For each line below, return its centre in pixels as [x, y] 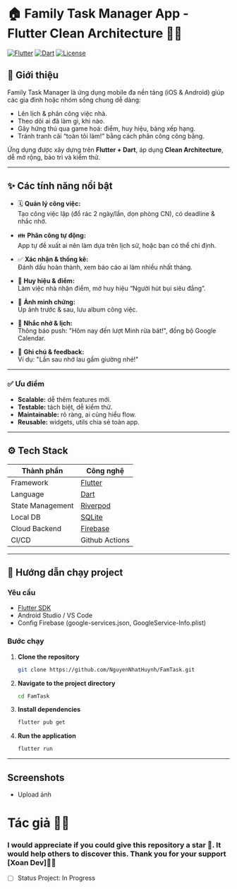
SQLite [92, 517]
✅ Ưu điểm [26, 384]
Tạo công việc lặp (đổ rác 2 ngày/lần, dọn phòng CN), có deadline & [116, 213]
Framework [30, 482]
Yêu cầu [22, 592]
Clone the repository [48, 657]
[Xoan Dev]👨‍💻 [32, 863]
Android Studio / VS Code [55, 616]
